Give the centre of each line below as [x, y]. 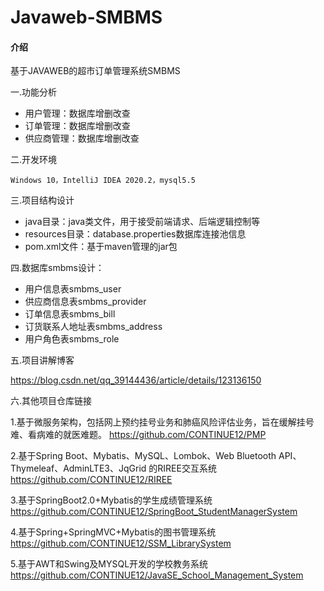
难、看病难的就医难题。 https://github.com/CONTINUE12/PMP [138, 435]
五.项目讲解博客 [42, 360]
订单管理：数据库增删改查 [77, 126]
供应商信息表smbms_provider [85, 302]
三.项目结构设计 [42, 200]
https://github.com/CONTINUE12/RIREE [91, 480]
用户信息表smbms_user [73, 289]
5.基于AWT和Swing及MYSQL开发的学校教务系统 [109, 564]
